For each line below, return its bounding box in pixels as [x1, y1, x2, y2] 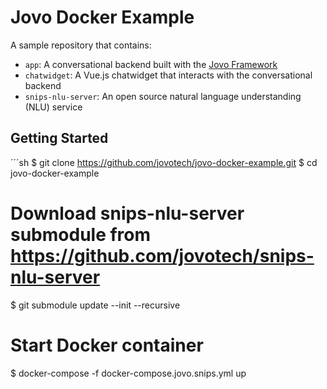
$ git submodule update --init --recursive [10, 299, 181, 311]
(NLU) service [24, 101, 83, 113]
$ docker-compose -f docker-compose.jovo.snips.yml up [10, 367, 247, 379]
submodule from [10, 223, 152, 246]
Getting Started [10, 130, 109, 147]
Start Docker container [10, 334, 204, 356]
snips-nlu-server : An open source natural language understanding [24, 90, 302, 102]
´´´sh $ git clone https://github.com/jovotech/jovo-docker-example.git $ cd [10, 156, 318, 168]
